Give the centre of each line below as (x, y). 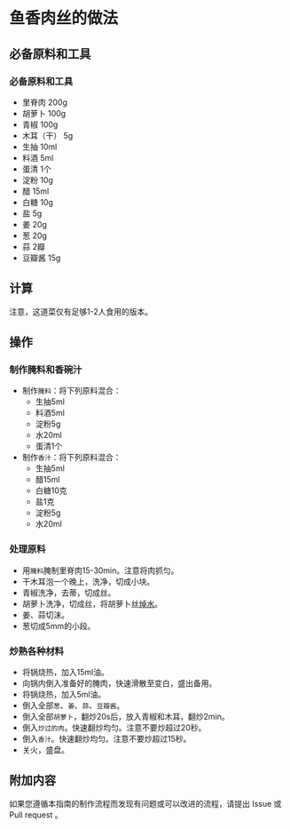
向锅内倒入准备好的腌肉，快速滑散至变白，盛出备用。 (119, 683)
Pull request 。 (36, 815)
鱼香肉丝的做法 (64, 18)
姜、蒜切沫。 (45, 615)
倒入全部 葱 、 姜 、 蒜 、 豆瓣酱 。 (73, 705)
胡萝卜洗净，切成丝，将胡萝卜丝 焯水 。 (92, 603)
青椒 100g (40, 124)
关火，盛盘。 (45, 749)
